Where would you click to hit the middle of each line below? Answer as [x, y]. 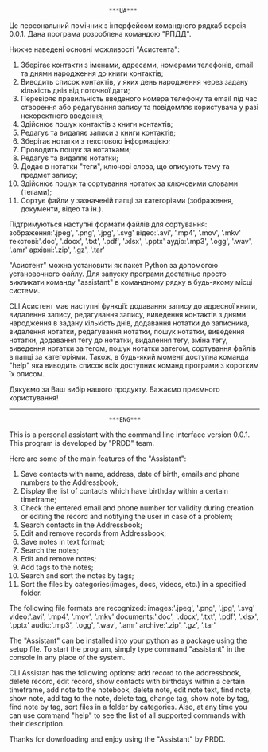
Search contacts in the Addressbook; [81, 525]
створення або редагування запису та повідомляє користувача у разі [140, 107]
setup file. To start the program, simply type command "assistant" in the [127, 649]
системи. [25, 291]
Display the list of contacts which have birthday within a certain [124, 491]
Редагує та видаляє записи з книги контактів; [98, 132]
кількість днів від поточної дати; [75, 90]
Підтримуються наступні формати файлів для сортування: [108, 224]
